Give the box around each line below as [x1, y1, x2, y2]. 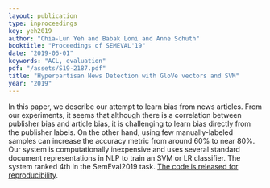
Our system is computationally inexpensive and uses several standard [8, 144, 240, 154]
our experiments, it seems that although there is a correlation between [8, 110, 242, 119]
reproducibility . [8, 170, 59, 180]
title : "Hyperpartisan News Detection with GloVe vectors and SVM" [8, 72, 240, 80]
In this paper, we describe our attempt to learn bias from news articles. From [8, 102, 263, 111]
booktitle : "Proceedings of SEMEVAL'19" [8, 42, 147, 50]
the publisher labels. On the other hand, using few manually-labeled [8, 127, 234, 137]
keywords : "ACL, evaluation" [8, 57, 106, 65]
